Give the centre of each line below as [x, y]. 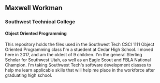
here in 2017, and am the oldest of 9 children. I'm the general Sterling [74, 54]
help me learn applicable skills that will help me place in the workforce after [80, 70]
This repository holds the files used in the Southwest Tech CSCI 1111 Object [80, 44]
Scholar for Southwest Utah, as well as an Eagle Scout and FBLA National [78, 60]
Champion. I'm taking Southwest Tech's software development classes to [78, 65]
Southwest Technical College [40, 22]
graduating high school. [29, 75]
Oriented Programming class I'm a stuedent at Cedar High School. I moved [79, 49]
